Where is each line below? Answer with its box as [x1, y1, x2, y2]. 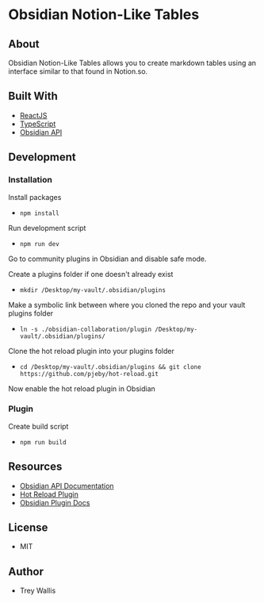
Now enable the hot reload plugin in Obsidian [8, 383, 156, 394]
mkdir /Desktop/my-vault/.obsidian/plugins [19, 286, 166, 294]
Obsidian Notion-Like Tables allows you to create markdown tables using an [8, 58, 256, 67]
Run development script [8, 223, 86, 232]
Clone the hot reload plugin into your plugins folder [8, 346, 174, 355]
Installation [8, 175, 53, 186]
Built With [8, 90, 58, 103]
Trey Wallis [19, 586, 56, 596]
